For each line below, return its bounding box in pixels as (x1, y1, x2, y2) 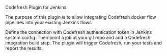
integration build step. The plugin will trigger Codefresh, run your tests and (5, 40, 162, 46)
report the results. (5, 45, 43, 51)
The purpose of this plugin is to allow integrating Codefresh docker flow (5, 14, 156, 20)
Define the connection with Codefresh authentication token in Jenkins (5, 29, 152, 35)
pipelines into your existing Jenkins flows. (5, 20, 93, 25)
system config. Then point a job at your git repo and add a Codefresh (5, 35, 151, 40)
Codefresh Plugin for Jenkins (5, 5, 67, 10)
